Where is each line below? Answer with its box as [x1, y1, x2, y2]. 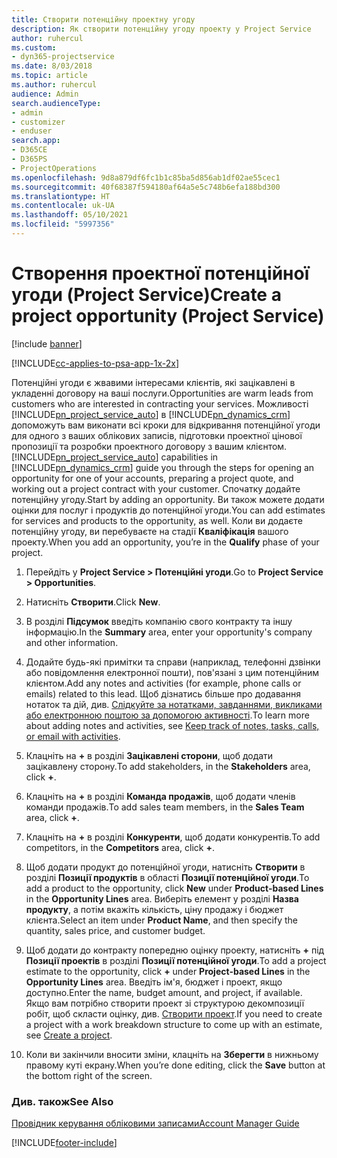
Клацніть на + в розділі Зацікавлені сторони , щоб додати [25, 749, 274, 761]
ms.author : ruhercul [11, 80, 98, 90]
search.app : [11, 136, 61, 146]
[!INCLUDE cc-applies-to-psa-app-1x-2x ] [11, 357, 180, 369]
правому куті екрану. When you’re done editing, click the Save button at [25, 1059, 326, 1071]
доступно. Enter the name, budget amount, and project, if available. [25, 986, 303, 998]
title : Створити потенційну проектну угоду [11, 14, 196, 25]
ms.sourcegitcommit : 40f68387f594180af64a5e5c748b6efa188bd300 [11, 182, 281, 192]
